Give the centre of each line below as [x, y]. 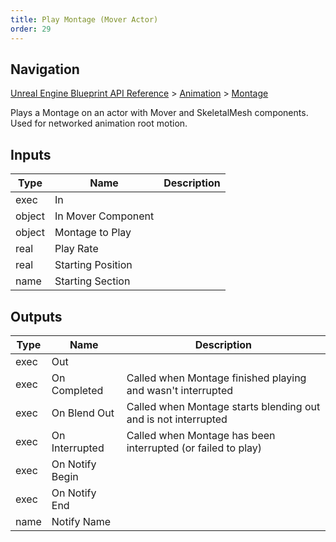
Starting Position [93, 265]
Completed [77, 390]
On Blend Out [83, 413]
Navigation [45, 69]
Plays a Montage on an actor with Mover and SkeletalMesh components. [159, 113]
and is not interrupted [177, 419]
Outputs [36, 316]
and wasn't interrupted [180, 390]
